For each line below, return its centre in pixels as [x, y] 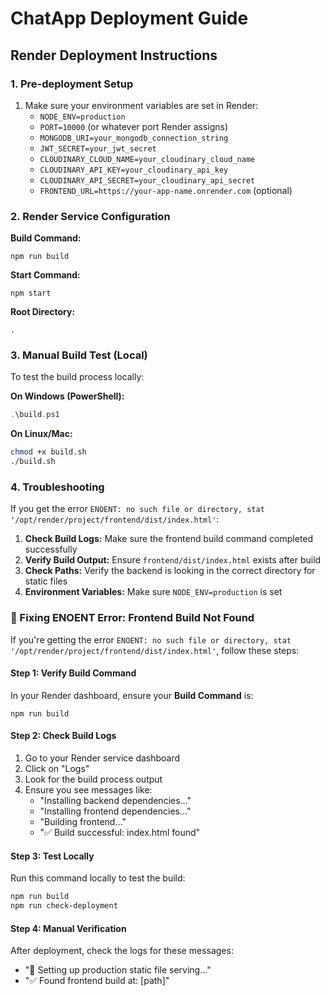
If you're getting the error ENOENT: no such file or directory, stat [151, 639]
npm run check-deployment [64, 906]
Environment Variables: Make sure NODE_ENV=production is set [153, 592]
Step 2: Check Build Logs [63, 736]
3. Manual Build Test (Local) [79, 355]
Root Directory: [43, 312]
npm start [31, 293]
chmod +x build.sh [48, 452]
